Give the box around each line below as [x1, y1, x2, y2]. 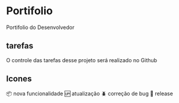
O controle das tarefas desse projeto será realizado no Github [6, 56, 158, 63]
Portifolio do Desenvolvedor [6, 24, 75, 31]
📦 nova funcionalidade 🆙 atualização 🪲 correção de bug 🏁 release [6, 90, 174, 97]
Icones [6, 74, 32, 84]
